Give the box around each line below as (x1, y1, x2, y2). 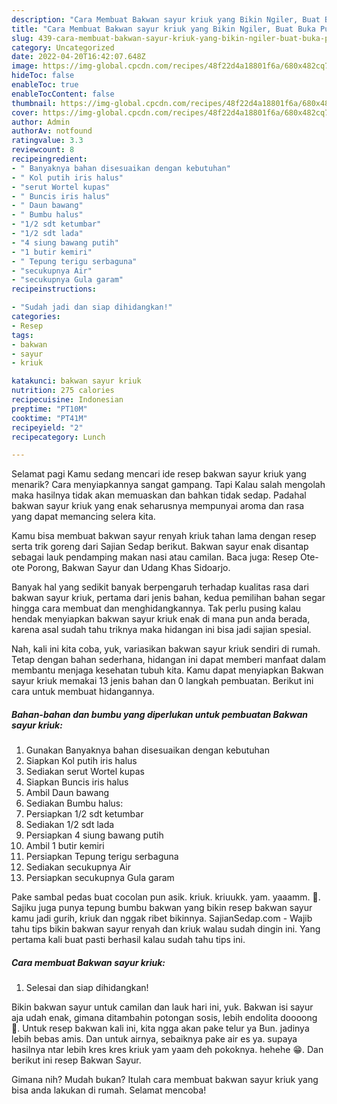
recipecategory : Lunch (11, 432, 106, 442)
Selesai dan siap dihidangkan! (25, 982, 149, 994)
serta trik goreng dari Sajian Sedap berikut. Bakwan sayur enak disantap (11, 541, 309, 553)
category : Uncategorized (11, 42, 115, 53)
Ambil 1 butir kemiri (25, 840, 105, 852)
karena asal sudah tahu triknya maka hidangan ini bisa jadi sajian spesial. (11, 624, 312, 636)
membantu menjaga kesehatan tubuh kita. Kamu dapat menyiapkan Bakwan (11, 664, 324, 676)
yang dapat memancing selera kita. (11, 511, 156, 523)
